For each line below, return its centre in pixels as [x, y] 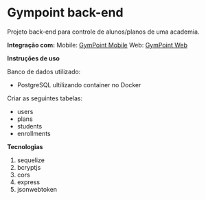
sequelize [31, 160]
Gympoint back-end [65, 13]
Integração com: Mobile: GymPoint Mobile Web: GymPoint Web [97, 45]
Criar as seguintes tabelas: [45, 98]
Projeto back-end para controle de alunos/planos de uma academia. [103, 32]
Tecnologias [25, 146]
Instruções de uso [33, 58]
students [30, 126]
